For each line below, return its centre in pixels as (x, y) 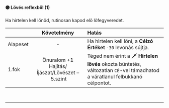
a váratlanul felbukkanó (115, 77)
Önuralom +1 (58, 60)
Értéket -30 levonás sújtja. (118, 48)
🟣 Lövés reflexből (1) (28, 7)
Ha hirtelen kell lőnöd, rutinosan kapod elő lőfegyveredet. (65, 21)
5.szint (59, 79)
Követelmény (58, 33)
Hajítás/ (58, 66)
